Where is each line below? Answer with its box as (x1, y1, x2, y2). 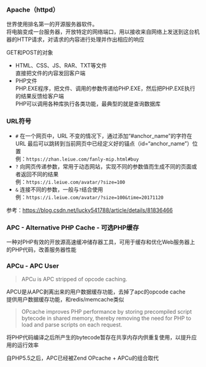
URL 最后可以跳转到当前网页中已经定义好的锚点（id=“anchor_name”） (15, 140, 193, 147)
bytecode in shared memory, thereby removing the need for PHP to (21, 314, 191, 322)
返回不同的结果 (20, 170, 59, 178)
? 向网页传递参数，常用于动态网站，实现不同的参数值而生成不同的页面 (15, 162, 192, 170)
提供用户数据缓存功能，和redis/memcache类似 (6, 296, 124, 303)
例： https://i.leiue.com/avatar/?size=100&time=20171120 (15, 193, 164, 200)
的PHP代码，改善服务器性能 (6, 246, 77, 253)
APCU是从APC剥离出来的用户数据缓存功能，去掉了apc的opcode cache (6, 288, 186, 295)
